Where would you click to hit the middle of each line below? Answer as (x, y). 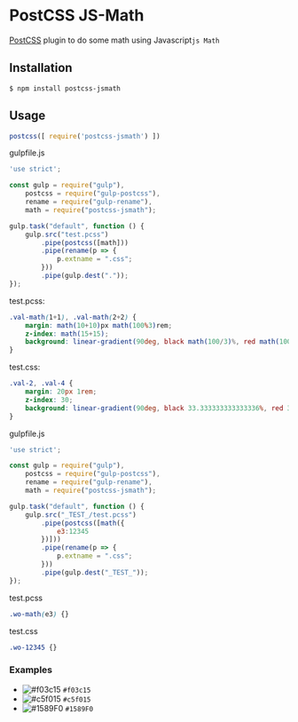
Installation (41, 68)
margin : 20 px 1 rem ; (61, 392)
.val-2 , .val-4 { (41, 384)
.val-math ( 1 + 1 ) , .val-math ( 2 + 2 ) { (73, 317)
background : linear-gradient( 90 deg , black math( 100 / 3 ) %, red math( (152, 342)
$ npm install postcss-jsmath (65, 88)
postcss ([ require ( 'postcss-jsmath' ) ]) (85, 136)
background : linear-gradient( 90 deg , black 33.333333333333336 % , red (154, 408)
